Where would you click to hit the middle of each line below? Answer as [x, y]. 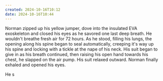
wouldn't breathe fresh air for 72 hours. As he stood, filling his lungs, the [79, 39]
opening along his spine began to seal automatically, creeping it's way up [80, 44]
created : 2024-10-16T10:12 [33, 10]
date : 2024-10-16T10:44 [30, 14]
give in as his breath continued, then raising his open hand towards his [77, 54]
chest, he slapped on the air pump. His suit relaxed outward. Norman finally [82, 59]
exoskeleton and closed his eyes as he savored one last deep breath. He [79, 33]
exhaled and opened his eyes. [35, 65]
